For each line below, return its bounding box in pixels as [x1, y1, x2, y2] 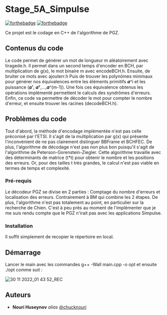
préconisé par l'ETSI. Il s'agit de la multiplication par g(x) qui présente [5, 133, 149, 139]
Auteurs [5, 291, 31, 300]
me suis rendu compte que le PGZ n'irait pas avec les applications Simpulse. [5, 210, 162, 216]
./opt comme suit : [5, 267, 43, 273]
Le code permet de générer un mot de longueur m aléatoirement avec [5, 57, 149, 63]
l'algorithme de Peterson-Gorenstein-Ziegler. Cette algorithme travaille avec [5, 149, 161, 155]
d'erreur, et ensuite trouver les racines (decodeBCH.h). [5, 100, 118, 106]
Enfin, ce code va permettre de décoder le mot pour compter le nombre [5, 95, 153, 101]
